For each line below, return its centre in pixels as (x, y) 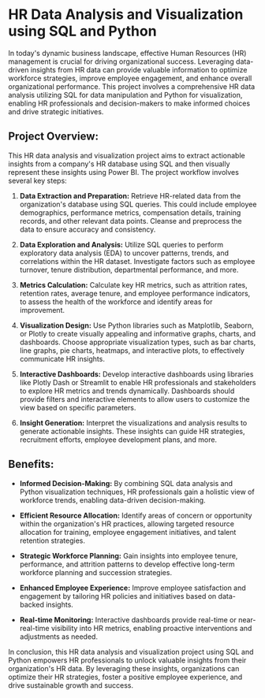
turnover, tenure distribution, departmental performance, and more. (129, 269)
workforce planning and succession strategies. (95, 572)
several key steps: (37, 180)
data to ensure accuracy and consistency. (88, 229)
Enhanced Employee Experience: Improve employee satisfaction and (132, 588)
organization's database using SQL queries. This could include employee (138, 204)
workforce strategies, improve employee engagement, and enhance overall (130, 78)
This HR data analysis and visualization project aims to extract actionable (127, 155)
